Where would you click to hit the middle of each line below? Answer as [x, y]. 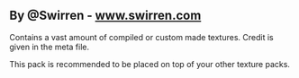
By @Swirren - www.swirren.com [105, 16]
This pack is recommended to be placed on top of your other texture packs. [150, 64]
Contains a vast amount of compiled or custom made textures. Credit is [141, 37]
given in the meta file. [50, 47]
